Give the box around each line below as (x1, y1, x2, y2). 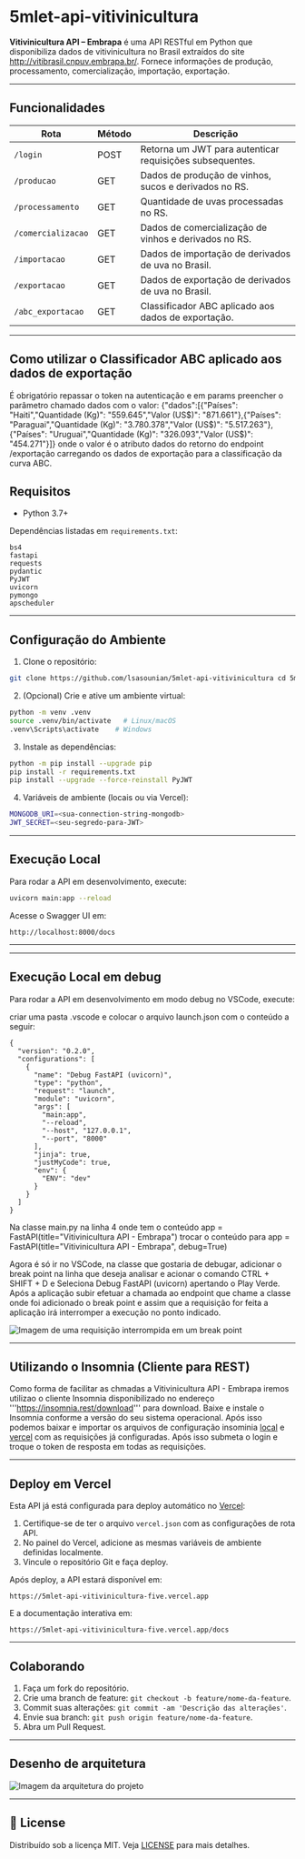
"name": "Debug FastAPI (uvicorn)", (33, 1070, 172, 1080)
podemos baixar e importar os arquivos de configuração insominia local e (9, 1422, 285, 1433)
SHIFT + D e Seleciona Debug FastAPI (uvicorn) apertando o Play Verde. (9, 1278, 280, 1289)
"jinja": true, (33, 1150, 92, 1159)
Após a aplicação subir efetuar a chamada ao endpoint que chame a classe (9, 1287, 291, 1298)
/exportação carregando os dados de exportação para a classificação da (9, 447, 283, 458)
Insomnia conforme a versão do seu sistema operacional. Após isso (9, 1412, 263, 1423)
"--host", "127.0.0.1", (42, 1126, 132, 1135)
